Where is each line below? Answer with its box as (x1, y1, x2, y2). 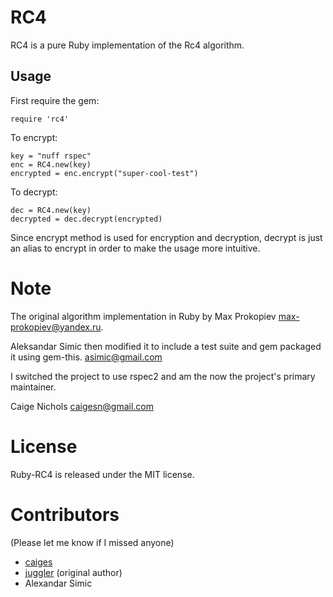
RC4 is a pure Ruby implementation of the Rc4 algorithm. (10, 39, 245, 51)
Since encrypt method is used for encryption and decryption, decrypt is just (10, 231, 323, 243)
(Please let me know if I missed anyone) (10, 536, 175, 548)
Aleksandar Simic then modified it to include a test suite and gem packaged (10, 340, 322, 352)
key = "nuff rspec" (10, 151, 92, 161)
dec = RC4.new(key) (10, 205, 92, 215)
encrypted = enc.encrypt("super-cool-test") (10, 168, 199, 178)
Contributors (10, 503, 120, 526)
